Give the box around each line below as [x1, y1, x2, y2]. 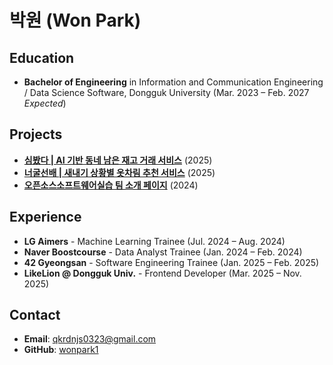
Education [9, 49, 75, 66]
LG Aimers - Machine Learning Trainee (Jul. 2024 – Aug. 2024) [23, 235, 286, 247]
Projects [9, 126, 63, 143]
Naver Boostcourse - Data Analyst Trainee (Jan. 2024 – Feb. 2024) [23, 246, 303, 258]
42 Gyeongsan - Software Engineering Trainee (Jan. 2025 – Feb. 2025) [23, 256, 320, 268]
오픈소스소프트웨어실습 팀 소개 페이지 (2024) [23, 179, 199, 191]
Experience [9, 209, 82, 226]
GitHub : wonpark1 [23, 344, 99, 356]
